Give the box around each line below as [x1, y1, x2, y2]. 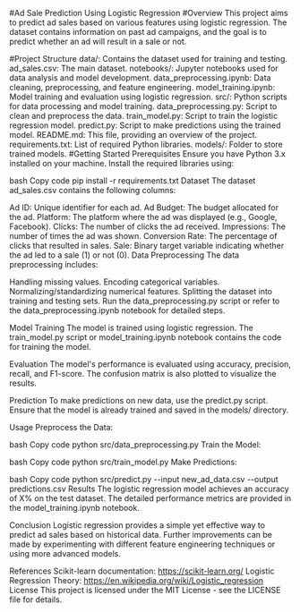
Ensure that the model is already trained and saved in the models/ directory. [9, 404, 289, 415]
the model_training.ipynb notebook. [9, 503, 141, 513]
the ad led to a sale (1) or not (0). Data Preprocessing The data [9, 250, 240, 260]
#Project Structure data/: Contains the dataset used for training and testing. [9, 54, 288, 64]
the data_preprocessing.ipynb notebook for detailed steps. [9, 305, 226, 316]
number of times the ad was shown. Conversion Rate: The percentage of [9, 231, 278, 241]
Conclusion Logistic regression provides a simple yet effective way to [9, 520, 266, 531]
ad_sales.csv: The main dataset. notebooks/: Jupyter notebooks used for [9, 63, 279, 73]
